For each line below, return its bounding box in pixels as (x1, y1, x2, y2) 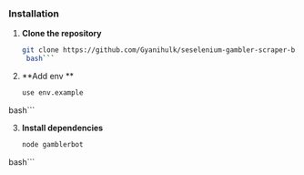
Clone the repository (21, 28, 102, 39)
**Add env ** (21, 71, 75, 82)
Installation (8, 7, 60, 20)
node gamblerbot (21, 139, 84, 149)
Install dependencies (21, 122, 104, 133)
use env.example (21, 88, 84, 98)
